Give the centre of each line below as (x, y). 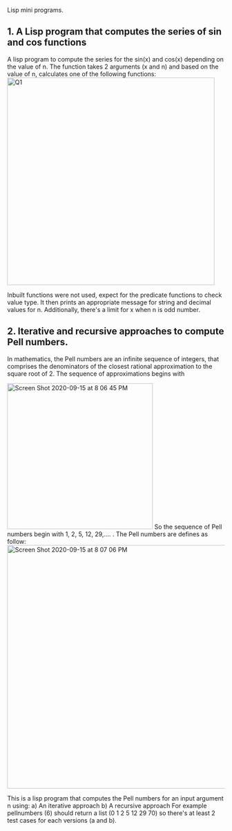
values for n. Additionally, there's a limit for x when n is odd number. (104, 309)
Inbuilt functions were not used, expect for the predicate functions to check (115, 295)
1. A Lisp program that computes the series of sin (115, 31)
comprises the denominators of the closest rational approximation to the (110, 366)
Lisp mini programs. (35, 10)
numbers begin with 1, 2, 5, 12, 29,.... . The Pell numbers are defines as (108, 534)
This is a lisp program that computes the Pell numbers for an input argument (116, 798)
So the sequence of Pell (188, 527)
